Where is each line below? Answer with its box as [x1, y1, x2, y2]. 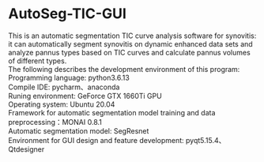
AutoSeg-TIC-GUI [8, 5, 126, 23]
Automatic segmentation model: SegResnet [8, 126, 149, 135]
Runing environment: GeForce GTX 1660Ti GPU [8, 91, 162, 100]
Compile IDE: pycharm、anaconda [8, 82, 120, 92]
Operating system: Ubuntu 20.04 [8, 100, 115, 109]
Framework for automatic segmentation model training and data [8, 107, 216, 117]
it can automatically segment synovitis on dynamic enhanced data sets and [8, 39, 253, 48]
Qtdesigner [8, 144, 45, 154]
